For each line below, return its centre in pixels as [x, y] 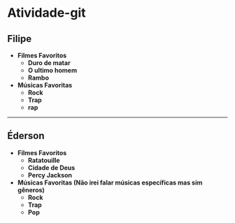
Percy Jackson [50, 175]
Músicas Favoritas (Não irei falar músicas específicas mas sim [110, 182]
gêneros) [31, 189]
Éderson [26, 136]
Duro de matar [49, 63]
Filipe [20, 39]
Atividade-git [47, 13]
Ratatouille [44, 160]
